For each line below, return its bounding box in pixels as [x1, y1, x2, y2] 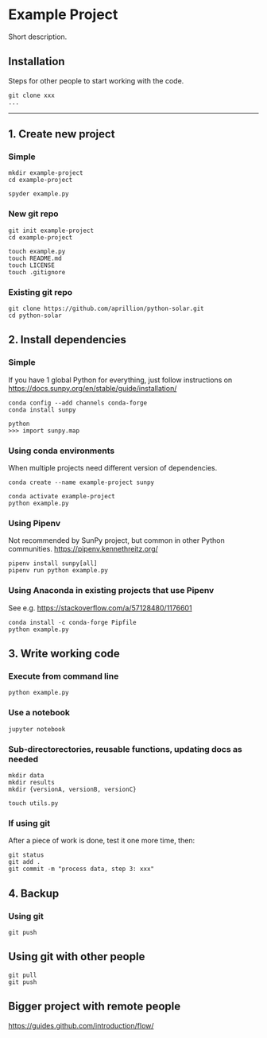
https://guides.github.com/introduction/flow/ [8, 1021, 154, 1030]
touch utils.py [8, 799, 59, 808]
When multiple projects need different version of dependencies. [8, 463, 218, 473]
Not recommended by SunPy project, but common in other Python [8, 536, 225, 545]
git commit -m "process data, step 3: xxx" [8, 865, 155, 873]
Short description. [8, 32, 68, 41]
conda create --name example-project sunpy [8, 478, 155, 486]
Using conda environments [8, 445, 115, 456]
